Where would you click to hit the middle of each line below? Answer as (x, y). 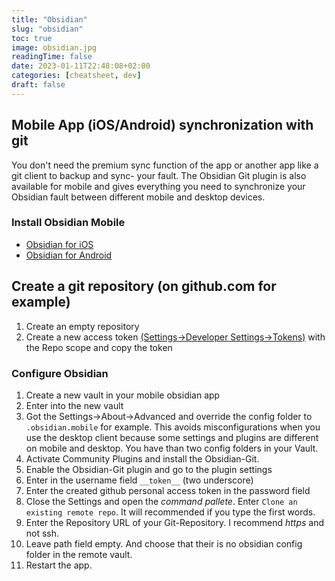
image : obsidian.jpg (54, 47)
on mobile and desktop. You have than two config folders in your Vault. (172, 448)
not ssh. (42, 533)
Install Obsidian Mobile (68, 223)
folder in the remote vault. (79, 554)
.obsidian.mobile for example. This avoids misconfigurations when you (173, 427)
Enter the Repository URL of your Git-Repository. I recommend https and (175, 522)
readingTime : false (52, 57)
